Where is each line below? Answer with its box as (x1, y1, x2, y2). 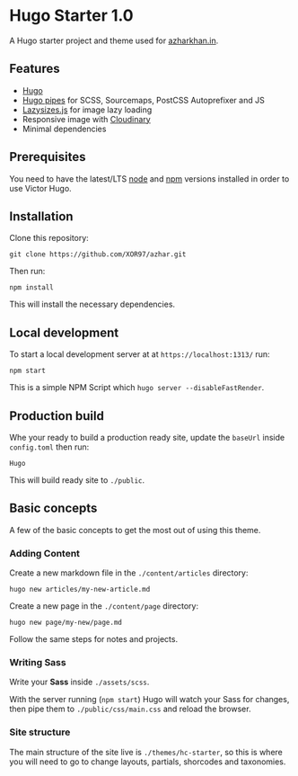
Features (9, 61, 60, 76)
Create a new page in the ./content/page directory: (9, 601, 199, 611)
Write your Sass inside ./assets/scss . (9, 676, 150, 688)
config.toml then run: (9, 442, 90, 452)
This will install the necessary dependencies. (9, 299, 176, 310)
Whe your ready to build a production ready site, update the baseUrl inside (9, 433, 285, 442)
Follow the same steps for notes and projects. (9, 634, 178, 645)
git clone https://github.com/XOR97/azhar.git (9, 250, 187, 259)
